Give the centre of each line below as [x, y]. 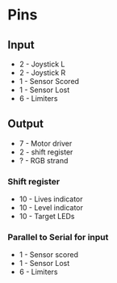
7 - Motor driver [46, 143]
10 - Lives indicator [51, 199]
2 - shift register [46, 152]
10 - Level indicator [51, 208]
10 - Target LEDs [47, 217]
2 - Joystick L [42, 64]
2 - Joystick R [42, 73]
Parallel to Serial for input [58, 238]
